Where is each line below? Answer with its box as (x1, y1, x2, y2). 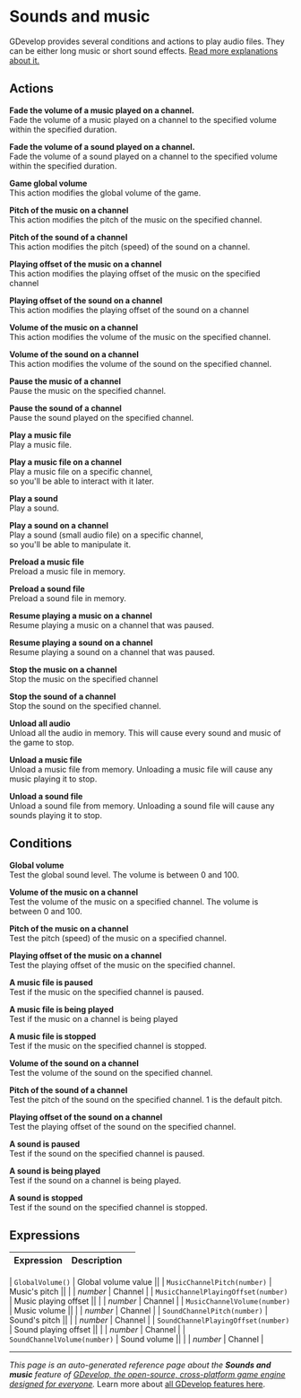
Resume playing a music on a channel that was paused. (9, 619, 215, 630)
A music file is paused (9, 976, 94, 988)
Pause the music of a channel (9, 375, 122, 387)
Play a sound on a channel (9, 520, 109, 530)
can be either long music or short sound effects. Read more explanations (9, 45, 279, 56)
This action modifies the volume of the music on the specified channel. (9, 331, 271, 342)
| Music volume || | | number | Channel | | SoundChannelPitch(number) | (9, 1306, 269, 1316)
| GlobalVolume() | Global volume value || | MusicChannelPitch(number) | (9, 1277, 272, 1288)
